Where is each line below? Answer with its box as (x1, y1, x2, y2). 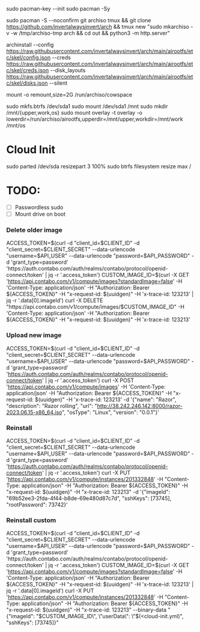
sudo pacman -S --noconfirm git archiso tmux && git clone (6, 17, 151, 23)
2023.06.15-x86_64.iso (6, 409, 62, 416)
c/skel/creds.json (6, 67, 49, 74)
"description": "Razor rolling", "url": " (6, 402, 97, 409)
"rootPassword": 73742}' (6, 501, 68, 508)
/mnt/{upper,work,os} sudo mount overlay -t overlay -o (6, 109, 143, 116)
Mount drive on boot (14, 210, 66, 217)
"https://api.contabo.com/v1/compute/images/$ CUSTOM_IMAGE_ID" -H (6, 303, 185, 311)
